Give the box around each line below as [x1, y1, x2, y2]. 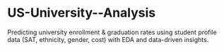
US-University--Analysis [7, 5, 156, 21]
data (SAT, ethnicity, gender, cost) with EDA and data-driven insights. [7, 35, 209, 43]
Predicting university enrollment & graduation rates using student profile [7, 28, 217, 36]
